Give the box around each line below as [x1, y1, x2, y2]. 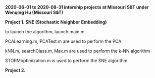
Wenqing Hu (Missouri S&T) [5, 9, 63, 15]
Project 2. [5, 67, 26, 73]
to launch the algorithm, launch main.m [5, 29, 85, 34]
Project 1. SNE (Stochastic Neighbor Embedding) [5, 19, 107, 25]
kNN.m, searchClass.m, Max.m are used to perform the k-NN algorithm [5, 48, 150, 54]
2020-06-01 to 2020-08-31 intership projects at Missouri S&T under [5, 4, 149, 10]
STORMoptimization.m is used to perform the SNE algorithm [5, 58, 128, 64]
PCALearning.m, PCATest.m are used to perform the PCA [5, 38, 122, 44]
